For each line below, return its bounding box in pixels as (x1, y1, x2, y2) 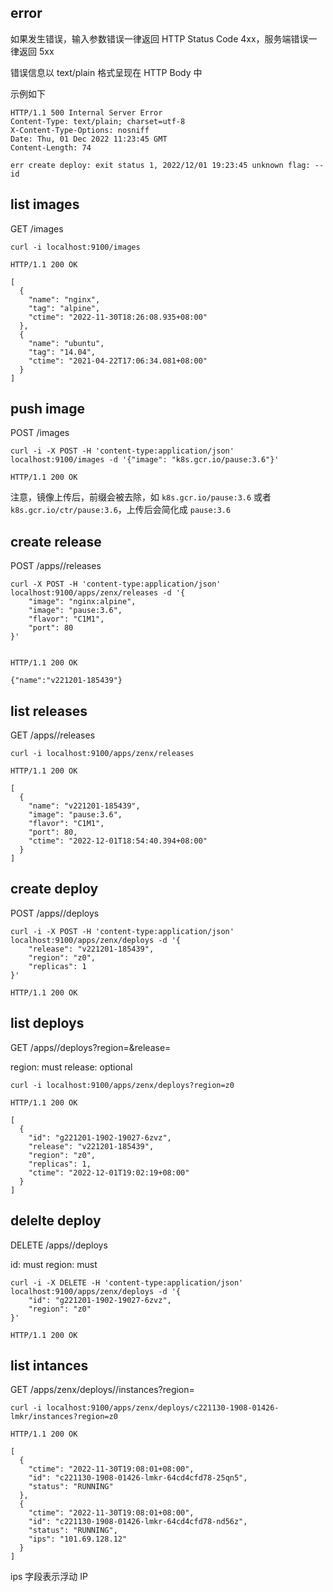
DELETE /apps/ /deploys (10, 1239, 108, 1251)
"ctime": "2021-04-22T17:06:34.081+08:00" (28, 356, 208, 366)
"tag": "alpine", (28, 303, 101, 313)
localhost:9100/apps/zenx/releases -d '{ (10, 588, 186, 598)
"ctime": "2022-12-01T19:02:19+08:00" (28, 1167, 190, 1178)
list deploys (10, 1015, 85, 1032)
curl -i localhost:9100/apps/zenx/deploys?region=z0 (10, 1080, 235, 1090)
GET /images (10, 222, 64, 235)
